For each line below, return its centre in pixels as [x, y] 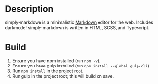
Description [29, 9]
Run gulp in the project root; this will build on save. [63, 76]
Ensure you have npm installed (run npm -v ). [56, 60]
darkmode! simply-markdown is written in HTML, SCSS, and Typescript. [77, 27]
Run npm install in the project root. [48, 71]
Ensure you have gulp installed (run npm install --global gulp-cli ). [81, 66]
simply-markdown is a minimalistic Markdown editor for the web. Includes [79, 22]
